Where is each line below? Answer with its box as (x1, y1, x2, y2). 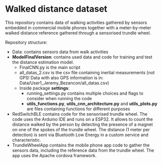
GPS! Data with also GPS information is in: (19, 75, 104, 81)
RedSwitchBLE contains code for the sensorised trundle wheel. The (12, 111, 147, 117)
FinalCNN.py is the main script (19, 64, 80, 70)
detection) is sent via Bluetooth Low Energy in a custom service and (12, 132, 148, 138)
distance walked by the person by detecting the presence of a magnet (12, 121, 153, 127)
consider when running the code (26, 95, 92, 101)
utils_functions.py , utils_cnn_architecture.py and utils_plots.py (26, 101, 158, 106)
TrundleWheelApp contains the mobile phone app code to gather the (12, 142, 150, 148)
